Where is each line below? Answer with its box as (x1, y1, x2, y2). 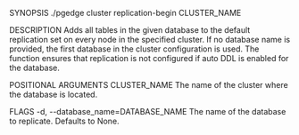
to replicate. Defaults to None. (9, 115, 120, 126)
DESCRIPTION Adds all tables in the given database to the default (9, 25, 251, 35)
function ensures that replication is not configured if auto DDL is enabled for (9, 53, 289, 63)
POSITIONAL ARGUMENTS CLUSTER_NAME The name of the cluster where (9, 80, 288, 90)
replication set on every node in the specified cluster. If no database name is (9, 35, 291, 44)
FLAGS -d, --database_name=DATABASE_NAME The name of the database (9, 107, 287, 116)
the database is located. (9, 89, 98, 99)
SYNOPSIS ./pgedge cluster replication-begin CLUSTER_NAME (9, 8, 242, 18)
